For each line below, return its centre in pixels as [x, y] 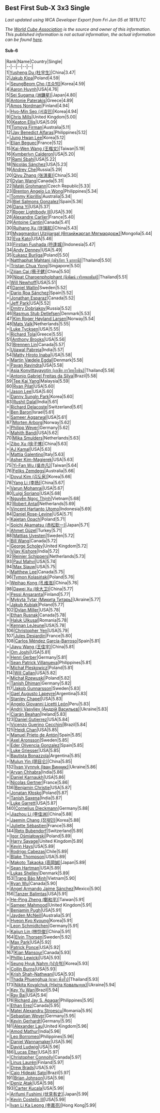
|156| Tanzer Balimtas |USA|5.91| [36, 894]
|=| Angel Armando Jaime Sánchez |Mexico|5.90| [53, 889]
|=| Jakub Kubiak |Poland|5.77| [35, 605]
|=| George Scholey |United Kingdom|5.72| [47, 546]
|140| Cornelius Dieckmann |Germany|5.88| [47, 808]
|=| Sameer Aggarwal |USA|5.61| [36, 417]
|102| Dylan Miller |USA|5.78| [33, 610]
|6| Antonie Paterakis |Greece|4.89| [39, 101]
